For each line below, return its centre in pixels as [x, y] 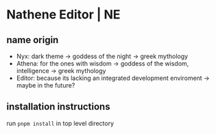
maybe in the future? [46, 85]
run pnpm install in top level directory [60, 123]
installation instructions [58, 107]
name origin [33, 40]
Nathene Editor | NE [63, 15]
